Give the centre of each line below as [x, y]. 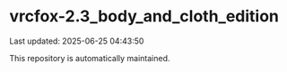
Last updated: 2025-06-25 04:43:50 [77, 41]
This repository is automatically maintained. [90, 58]
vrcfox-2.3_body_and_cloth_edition [144, 16]
